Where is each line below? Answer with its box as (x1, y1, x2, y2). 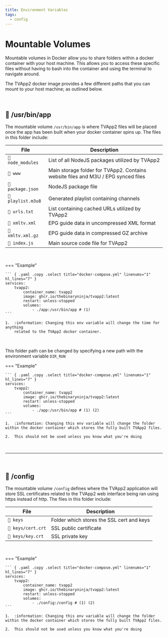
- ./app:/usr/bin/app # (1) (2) (31, 408, 99, 413)
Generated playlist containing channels (48, 195, 140, 202)
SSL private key (50, 532, 88, 539)
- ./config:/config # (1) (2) (31, 600, 95, 605)
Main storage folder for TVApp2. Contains (48, 167, 146, 174)
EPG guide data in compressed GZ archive (48, 230, 148, 237)
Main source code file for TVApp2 (48, 240, 128, 247)
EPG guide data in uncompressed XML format (48, 220, 156, 227)
